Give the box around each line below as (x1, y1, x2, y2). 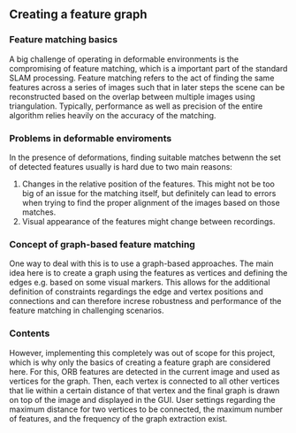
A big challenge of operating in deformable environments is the (9, 53, 239, 65)
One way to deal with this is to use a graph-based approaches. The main (9, 258, 274, 269)
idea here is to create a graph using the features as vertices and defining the (9, 268, 288, 278)
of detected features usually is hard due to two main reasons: (9, 161, 232, 171)
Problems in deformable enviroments (9, 132, 172, 144)
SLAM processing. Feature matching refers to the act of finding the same (9, 72, 275, 83)
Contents (9, 327, 50, 339)
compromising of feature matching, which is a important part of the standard (9, 63, 288, 73)
